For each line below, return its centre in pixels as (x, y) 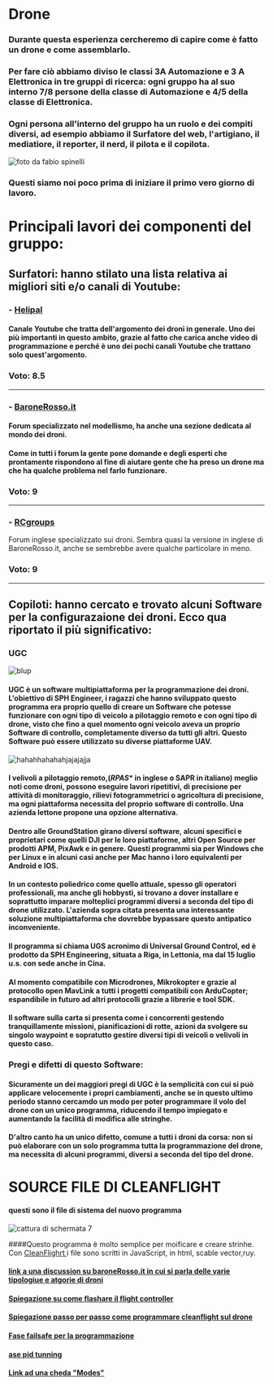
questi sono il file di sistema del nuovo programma (95, 1210)
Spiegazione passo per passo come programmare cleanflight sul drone (131, 1317)
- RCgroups (32, 522)
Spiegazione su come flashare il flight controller (91, 1298)
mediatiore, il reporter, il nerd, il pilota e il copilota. (109, 144)
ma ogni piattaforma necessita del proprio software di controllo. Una (126, 804)
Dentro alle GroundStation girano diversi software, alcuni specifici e (125, 831)
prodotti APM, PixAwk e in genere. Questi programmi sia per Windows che (136, 848)
